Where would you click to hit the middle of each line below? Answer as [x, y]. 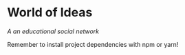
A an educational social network [53, 31]
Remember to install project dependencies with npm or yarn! [93, 44]
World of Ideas [50, 13]
